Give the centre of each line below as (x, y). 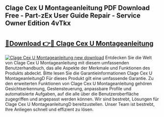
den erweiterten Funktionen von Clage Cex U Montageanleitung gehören (79, 83)
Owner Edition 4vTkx (38, 23)
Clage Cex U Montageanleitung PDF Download (77, 8)
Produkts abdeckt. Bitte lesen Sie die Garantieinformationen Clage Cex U (79, 73)
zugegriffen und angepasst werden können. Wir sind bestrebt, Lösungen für (82, 99)
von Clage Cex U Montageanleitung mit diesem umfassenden (67, 63)
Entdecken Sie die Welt (128, 58)
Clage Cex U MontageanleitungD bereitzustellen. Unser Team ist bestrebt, (80, 104)
